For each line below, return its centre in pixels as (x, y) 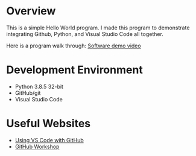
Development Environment (74, 70)
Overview (31, 11)
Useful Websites (49, 124)
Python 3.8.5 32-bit (39, 86)
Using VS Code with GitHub (49, 140)
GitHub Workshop (37, 146)
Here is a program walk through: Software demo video (74, 46)
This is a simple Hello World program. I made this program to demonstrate (98, 28)
